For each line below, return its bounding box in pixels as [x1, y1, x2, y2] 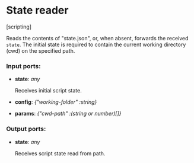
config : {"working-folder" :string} [14, 98, 97, 106]
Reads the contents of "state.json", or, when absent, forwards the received [6, 34, 189, 41]
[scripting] [6, 23, 31, 30]
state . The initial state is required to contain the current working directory [6, 41, 186, 48]
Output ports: [6, 125, 46, 133]
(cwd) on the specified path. [6, 47, 75, 54]
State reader [6, 4, 69, 17]
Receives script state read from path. [14, 149, 106, 157]
